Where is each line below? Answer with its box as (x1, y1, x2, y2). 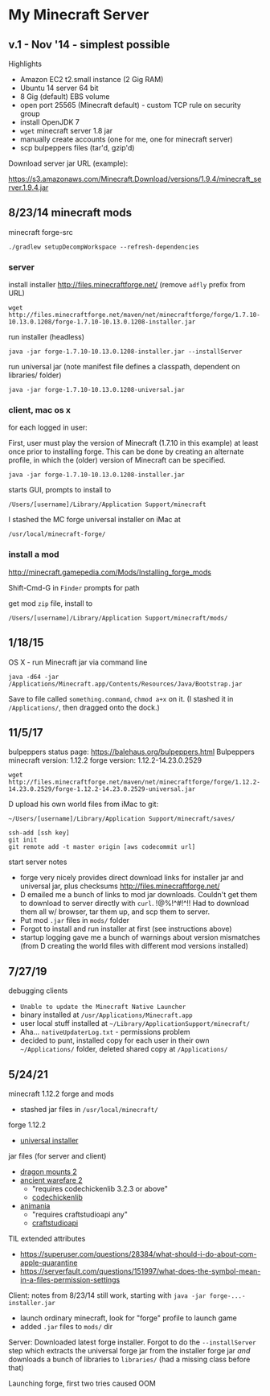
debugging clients (8, 986, 68, 995)
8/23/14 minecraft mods (8, 206, 133, 220)
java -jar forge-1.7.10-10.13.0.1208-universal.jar (8, 386, 185, 394)
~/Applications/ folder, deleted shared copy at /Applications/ (19, 1044, 228, 1054)
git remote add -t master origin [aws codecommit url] (8, 843, 196, 851)
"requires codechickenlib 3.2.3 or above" (31, 1184, 169, 1193)
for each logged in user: (8, 422, 88, 432)
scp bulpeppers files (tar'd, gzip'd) (19, 143, 135, 152)
